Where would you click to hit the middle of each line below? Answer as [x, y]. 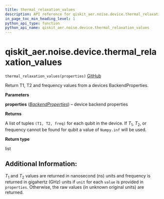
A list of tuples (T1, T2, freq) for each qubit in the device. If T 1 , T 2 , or [76, 124]
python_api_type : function [32, 23]
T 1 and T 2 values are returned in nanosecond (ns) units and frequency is [78, 176]
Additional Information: [41, 164]
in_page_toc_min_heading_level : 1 [40, 19]
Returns [13, 114]
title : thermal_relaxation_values [40, 10]
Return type [18, 139]
